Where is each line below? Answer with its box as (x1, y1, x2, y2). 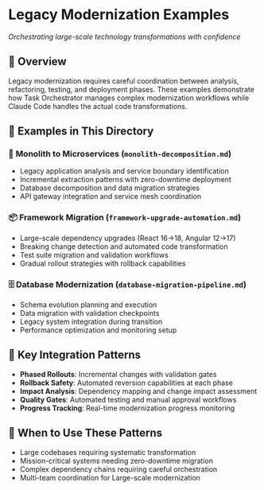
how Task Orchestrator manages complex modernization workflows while (8, 93, 250, 103)
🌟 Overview (8, 55, 67, 68)
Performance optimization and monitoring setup (19, 325, 177, 335)
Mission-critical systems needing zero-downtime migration (19, 456, 213, 465)
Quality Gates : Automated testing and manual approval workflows (19, 395, 237, 404)
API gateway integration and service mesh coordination (19, 192, 202, 201)
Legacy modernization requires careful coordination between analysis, (8, 76, 239, 85)
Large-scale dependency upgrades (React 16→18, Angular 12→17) (19, 233, 236, 243)
